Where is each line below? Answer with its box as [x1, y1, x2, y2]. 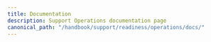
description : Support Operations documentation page [7, 17, 167, 24]
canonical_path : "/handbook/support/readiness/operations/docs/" [7, 23, 205, 31]
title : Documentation [7, 10, 72, 18]
